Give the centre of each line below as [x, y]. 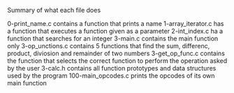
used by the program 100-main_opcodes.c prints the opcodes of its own [111, 76]
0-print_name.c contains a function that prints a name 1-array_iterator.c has [116, 23]
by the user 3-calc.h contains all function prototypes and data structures [112, 68]
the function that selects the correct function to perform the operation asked [117, 61]
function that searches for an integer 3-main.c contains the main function [113, 38]
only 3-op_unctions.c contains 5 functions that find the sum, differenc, [109, 46]
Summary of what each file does [54, 10]
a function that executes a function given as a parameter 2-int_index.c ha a [115, 31]
